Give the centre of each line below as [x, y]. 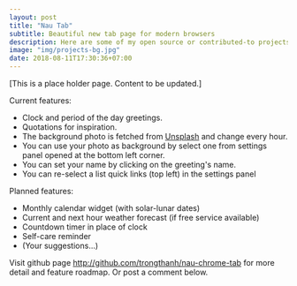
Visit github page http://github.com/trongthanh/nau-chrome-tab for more [142, 263]
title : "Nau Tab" [41, 26]
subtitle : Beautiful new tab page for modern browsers [112, 34]
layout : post [33, 17]
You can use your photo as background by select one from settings [145, 146]
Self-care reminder [56, 236]
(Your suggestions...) [60, 245]
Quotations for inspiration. [69, 127]
